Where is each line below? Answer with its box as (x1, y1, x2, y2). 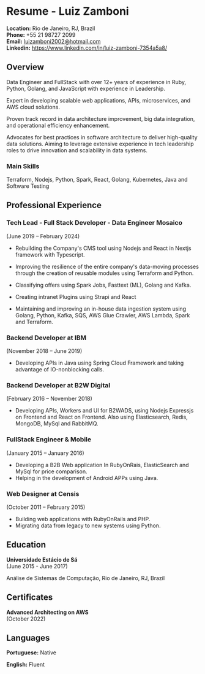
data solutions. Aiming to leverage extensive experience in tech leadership (6, 140, 194, 147)
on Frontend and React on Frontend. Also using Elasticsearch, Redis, (15, 413, 188, 421)
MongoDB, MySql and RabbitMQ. (15, 420, 99, 427)
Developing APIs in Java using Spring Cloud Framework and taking (15, 359, 184, 366)
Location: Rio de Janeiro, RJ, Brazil (6, 25, 95, 32)
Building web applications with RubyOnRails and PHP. (15, 515, 151, 522)
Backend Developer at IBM (6, 333, 87, 342)
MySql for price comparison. (15, 468, 88, 475)
